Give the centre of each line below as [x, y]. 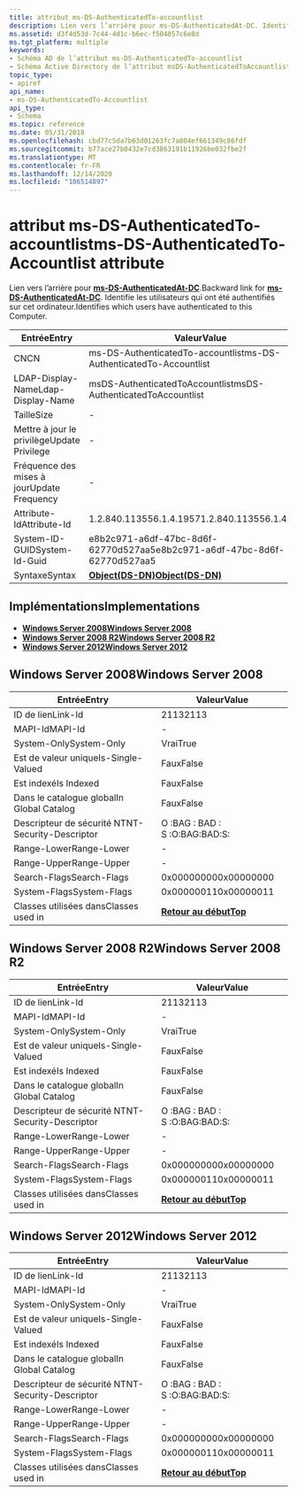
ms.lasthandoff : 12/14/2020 [61, 174]
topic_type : [31, 75]
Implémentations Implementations [105, 607]
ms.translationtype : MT [53, 157]
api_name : [27, 91]
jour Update [37, 488]
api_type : [27, 108]
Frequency [36, 499]
